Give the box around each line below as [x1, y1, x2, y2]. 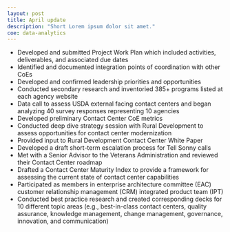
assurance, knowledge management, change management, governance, [17, 210, 223, 218]
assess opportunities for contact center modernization [17, 129, 172, 137]
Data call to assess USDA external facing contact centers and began [17, 99, 211, 108]
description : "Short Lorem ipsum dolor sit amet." [7, 23, 156, 30]
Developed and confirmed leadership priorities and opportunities [17, 77, 202, 86]
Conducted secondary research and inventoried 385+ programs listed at [17, 85, 223, 93]
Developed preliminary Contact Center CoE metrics [17, 115, 163, 123]
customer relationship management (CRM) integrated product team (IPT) [17, 188, 224, 196]
